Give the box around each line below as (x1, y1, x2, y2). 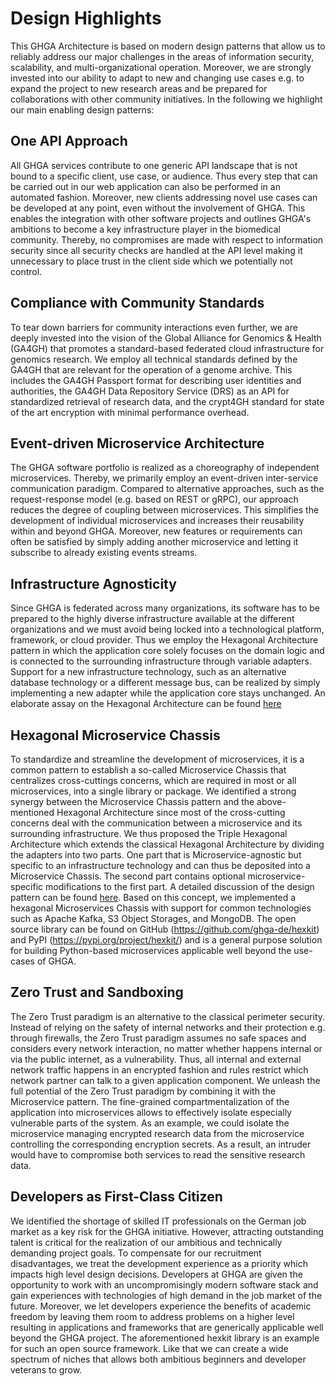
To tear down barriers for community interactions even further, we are (10, 321, 298, 333)
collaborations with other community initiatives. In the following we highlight (10, 93, 323, 105)
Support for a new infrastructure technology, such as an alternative (10, 666, 287, 678)
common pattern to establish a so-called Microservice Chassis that (10, 764, 287, 776)
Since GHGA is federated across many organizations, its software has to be (10, 602, 320, 614)
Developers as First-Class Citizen (10, 1188, 223, 1206)
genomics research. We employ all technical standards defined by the (10, 353, 298, 365)
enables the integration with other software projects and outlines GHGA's (10, 212, 312, 224)
